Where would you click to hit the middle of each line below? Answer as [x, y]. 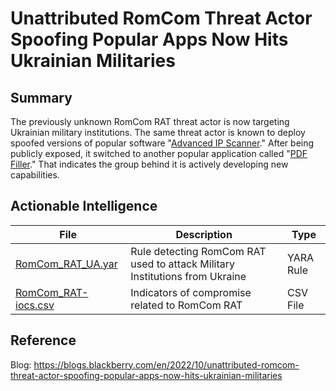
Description [204, 234]
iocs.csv [35, 305]
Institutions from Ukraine [188, 276]
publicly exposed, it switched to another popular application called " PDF [159, 153]
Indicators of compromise [191, 292]
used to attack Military [182, 264]
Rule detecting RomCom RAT [198, 251]
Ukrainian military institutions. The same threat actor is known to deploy [158, 132]
